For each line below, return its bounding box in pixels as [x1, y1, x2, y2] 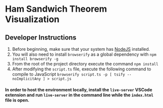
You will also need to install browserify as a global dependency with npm [12, 51, 157, 57]
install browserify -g [12, 57, 59, 62]
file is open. [5, 97, 30, 103]
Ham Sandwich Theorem [5, 3, 107, 15]
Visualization [5, 14, 60, 25]
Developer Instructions [5, 33, 77, 42]
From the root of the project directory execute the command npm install [12, 61, 159, 66]
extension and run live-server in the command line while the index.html [5, 92, 154, 98]
